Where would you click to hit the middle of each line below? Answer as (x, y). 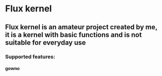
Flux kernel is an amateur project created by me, (81, 27)
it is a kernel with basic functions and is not (74, 35)
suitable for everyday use (45, 42)
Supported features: (30, 57)
